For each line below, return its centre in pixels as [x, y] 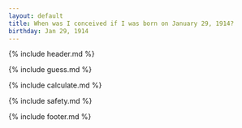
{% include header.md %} [52, 54]
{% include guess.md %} [50, 70]
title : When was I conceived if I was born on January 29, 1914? [121, 23]
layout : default [36, 16]
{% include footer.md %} [50, 117]
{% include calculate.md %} [55, 85]
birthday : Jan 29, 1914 [49, 31]
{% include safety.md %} [50, 101]
